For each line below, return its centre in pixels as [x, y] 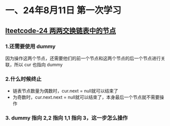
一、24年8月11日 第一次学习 [63, 10]
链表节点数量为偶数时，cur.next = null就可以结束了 [65, 91]
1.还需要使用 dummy [30, 46]
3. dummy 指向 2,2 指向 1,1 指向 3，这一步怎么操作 [66, 118]
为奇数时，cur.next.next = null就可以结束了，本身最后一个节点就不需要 [86, 97]
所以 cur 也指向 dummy [38, 64]
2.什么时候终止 [23, 79]
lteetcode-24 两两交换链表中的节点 [61, 31]
